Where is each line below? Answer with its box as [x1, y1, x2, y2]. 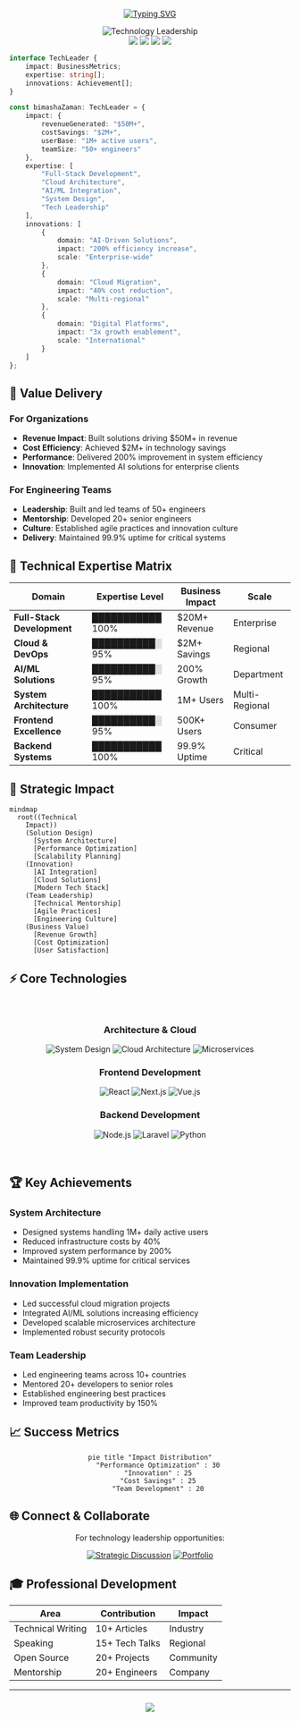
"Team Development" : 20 [111, 1484, 204, 1493]
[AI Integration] [32, 868, 98, 877]
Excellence [13, 725, 62, 738]
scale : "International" [56, 335, 146, 344]
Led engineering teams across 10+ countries [21, 1369, 187, 1379]
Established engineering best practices [21, 1387, 167, 1399]
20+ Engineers [95, 1666, 158, 1679]
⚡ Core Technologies [9, 971, 128, 987]
